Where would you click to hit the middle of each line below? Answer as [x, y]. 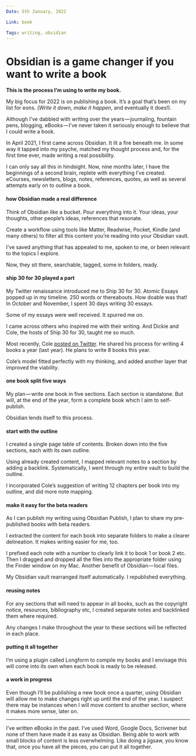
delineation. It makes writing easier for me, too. [63, 542]
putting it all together [32, 647]
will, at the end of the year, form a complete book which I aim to [83, 400]
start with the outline [32, 431]
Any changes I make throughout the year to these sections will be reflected [96, 627]
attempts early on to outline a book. [49, 186]
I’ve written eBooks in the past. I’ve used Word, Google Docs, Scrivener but [97, 728]
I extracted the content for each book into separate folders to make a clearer [98, 536]
